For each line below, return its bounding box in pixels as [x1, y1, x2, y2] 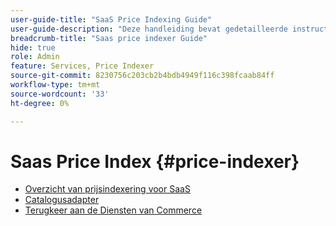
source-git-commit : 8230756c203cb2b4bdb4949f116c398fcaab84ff [10, 71, 275, 81]
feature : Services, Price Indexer [10, 61, 155, 71]
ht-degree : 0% [10, 98, 70, 108]
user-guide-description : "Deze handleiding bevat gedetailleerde [10, 24, 288, 34]
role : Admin [10, 52, 60, 62]
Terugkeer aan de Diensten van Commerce [24, 204, 203, 216]
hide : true [10, 42, 56, 53]
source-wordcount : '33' [10, 89, 110, 99]
